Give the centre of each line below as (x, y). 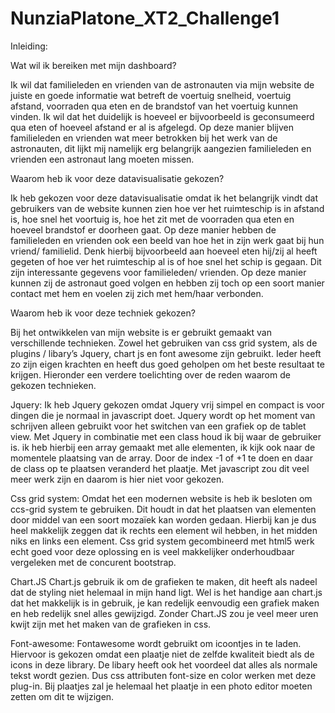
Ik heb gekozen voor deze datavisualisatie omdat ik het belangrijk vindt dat (164, 198)
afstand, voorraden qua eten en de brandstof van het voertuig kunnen (154, 106)
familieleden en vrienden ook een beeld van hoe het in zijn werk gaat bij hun (167, 240)
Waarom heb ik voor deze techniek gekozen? (103, 313)
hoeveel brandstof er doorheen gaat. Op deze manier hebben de (143, 229)
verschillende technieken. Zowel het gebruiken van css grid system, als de (164, 343)
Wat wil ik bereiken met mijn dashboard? (93, 65)
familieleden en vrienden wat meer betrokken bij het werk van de (144, 138)
